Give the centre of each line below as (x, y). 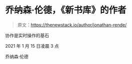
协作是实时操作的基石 (27, 35)
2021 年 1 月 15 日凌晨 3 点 (32, 46)
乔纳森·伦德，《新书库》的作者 (66, 10)
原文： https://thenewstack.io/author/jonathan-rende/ (72, 25)
